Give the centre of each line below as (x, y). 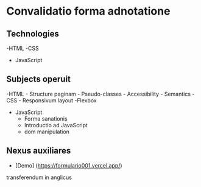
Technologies (33, 34)
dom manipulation (47, 132)
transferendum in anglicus (39, 177)
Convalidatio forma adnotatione (88, 11)
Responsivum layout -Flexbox (59, 100)
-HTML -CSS (23, 48)
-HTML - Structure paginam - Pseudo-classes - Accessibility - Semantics (98, 94)
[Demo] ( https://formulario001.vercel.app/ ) (69, 165)
